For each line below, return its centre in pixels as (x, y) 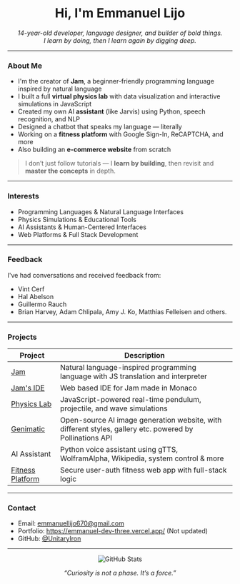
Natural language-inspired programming (128, 368)
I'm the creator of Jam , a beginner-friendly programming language (116, 81)
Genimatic (28, 429)
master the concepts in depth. (70, 171)
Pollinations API (86, 438)
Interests (23, 196)
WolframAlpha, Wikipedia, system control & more (142, 458)
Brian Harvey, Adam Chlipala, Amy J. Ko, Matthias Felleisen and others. (122, 311)
